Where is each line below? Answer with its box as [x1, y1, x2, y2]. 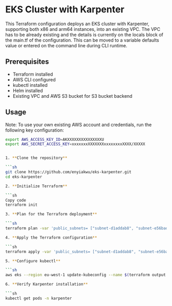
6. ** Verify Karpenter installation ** [5, 282, 88, 287]
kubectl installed [12, 82, 48, 88]
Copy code [5, 197, 27, 203]
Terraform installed [12, 71, 53, 77]
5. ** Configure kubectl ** [5, 258, 60, 263]
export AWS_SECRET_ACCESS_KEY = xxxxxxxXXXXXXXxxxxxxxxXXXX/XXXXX [5, 141, 145, 147]
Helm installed [12, 87, 44, 94]
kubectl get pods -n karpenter [5, 296, 72, 301]
